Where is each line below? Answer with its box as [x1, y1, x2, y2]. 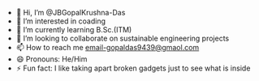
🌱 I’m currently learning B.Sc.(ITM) [15, 25, 132, 34]
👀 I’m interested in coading [15, 16, 106, 26]
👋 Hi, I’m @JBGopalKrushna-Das [15, 8, 126, 17]
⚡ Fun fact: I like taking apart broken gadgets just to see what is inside [15, 63, 251, 73]
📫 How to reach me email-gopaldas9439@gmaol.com [15, 43, 200, 52]
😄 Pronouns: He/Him [15, 54, 88, 64]
